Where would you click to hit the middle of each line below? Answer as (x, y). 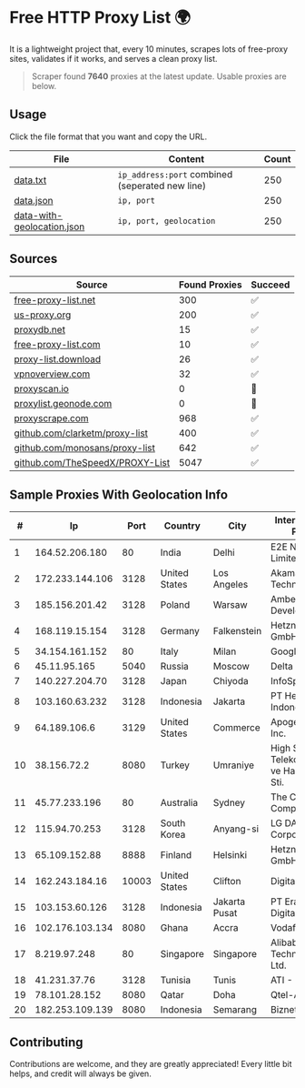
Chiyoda (231, 681)
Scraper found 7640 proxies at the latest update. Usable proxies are (159, 76)
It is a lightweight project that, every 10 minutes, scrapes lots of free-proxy (149, 49)
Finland (176, 855)
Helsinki (230, 855)
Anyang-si (236, 829)
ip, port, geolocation (167, 221)
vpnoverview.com (52, 374)
